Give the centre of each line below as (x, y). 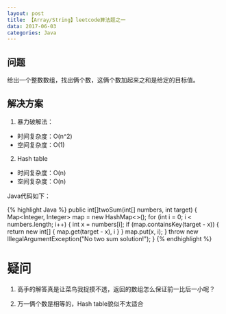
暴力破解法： (35, 122)
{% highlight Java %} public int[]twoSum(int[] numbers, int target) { (102, 210)
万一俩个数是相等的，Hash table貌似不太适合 (80, 304)
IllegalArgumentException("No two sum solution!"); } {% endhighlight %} (110, 238)
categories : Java (32, 33)
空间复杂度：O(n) (41, 181)
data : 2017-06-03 (32, 26)
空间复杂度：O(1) (41, 144)
